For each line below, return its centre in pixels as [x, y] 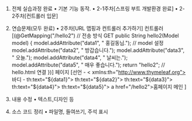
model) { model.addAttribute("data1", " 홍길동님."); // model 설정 [88, 43]
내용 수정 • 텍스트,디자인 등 [43, 99]
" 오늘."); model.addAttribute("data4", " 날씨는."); [69, 58]
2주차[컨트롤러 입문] [35, 16]
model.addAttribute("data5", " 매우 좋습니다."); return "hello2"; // [88, 65]
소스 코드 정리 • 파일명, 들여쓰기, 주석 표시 [60, 112]
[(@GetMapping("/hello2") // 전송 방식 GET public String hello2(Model [95, 36]
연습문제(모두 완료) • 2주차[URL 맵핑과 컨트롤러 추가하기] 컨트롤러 [88, 28]
